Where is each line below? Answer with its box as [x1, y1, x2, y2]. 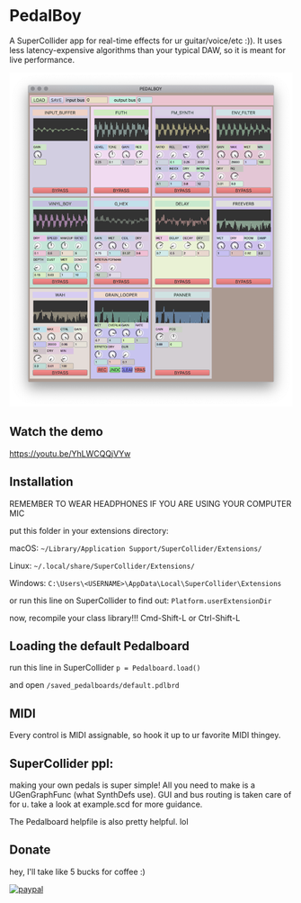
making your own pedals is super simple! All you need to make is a [9, 780, 256, 790]
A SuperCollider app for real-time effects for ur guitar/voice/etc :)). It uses [9, 35, 283, 46]
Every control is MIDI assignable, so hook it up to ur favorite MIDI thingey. [9, 730, 281, 741]
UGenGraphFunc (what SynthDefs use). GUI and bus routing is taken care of [9, 790, 292, 799]
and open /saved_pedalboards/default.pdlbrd [9, 680, 180, 691]
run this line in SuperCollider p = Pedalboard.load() [9, 663, 201, 673]
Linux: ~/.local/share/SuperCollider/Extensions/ [9, 560, 195, 571]
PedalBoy [9, 5, 83, 26]
